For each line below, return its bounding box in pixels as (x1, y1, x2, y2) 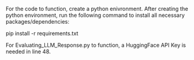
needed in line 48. (5, 48, 51, 55)
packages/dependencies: (5, 18, 70, 25)
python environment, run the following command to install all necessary (5, 12, 185, 19)
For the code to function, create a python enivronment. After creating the (5, 5, 189, 12)
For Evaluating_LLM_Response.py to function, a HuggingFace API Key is (5, 42, 186, 48)
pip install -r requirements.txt (5, 30, 78, 37)
